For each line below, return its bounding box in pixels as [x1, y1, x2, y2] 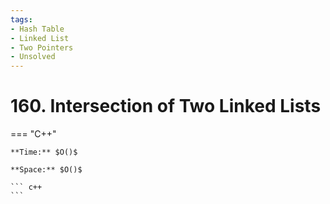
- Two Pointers [10, 42, 74, 53]
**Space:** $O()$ [10, 165, 83, 175]
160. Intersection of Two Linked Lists [10, 95, 322, 118]
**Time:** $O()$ [10, 147, 78, 158]
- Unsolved [10, 52, 56, 62]
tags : [10, 14, 33, 25]
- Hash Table [10, 24, 65, 34]
